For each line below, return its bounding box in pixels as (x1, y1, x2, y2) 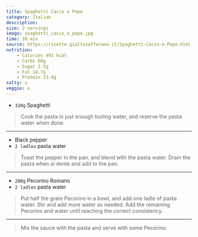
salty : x (6, 80, 28, 86)
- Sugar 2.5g (16, 63, 49, 70)
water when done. (20, 119, 65, 126)
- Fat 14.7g (16, 69, 46, 75)
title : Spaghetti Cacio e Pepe (6, 8, 83, 15)
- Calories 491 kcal (16, 52, 67, 58)
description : (6, 19, 38, 25)
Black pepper (14, 136, 48, 143)
